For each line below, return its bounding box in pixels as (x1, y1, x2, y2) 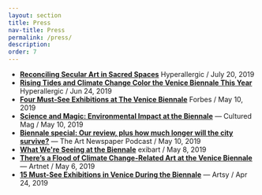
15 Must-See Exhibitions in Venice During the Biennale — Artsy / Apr (19, 170, 248, 179)
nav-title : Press (8, 26, 65, 34)
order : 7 (8, 48, 37, 56)
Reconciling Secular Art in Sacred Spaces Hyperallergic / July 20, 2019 (19, 70, 255, 79)
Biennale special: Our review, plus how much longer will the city (19, 128, 234, 138)
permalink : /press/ (8, 33, 73, 42)
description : (8, 41, 51, 49)
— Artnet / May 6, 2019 (19, 162, 95, 171)
